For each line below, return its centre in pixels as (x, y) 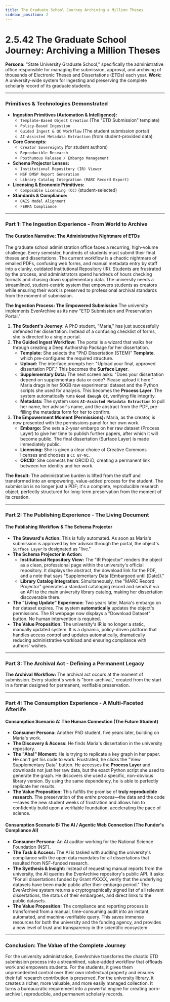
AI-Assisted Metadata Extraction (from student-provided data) (86, 136)
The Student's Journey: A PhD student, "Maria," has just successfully (86, 326)
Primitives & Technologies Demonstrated (56, 104)
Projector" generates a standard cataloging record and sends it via (90, 586)
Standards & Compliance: (40, 195)
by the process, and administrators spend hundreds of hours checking (79, 274)
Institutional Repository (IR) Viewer (61, 169)
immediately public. (40, 444)
